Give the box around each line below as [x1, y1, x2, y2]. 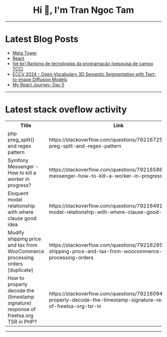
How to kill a [7, 169, 36, 176]
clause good [7, 214, 37, 221]
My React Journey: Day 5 [12, 82, 65, 88]
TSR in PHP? [7, 318, 37, 325]
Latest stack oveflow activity [5, 104, 127, 115]
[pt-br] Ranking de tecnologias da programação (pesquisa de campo [12, 60, 154, 66]
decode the [7, 287, 35, 294]
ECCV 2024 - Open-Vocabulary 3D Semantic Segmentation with [12, 71, 144, 77]
